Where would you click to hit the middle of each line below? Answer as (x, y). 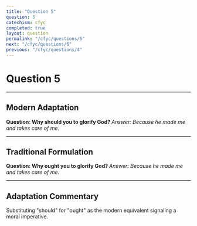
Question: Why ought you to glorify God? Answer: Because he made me (95, 166)
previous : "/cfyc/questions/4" (44, 50)
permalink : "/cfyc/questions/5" (45, 39)
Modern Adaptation (43, 108)
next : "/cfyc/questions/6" (39, 45)
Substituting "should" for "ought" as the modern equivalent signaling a (91, 210)
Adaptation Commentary (52, 196)
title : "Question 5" (31, 11)
